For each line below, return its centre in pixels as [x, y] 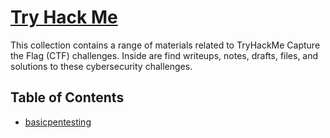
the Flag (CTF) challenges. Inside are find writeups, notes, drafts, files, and [164, 55]
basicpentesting [58, 122]
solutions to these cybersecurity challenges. [101, 66]
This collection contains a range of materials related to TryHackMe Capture [165, 45]
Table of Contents [67, 97]
